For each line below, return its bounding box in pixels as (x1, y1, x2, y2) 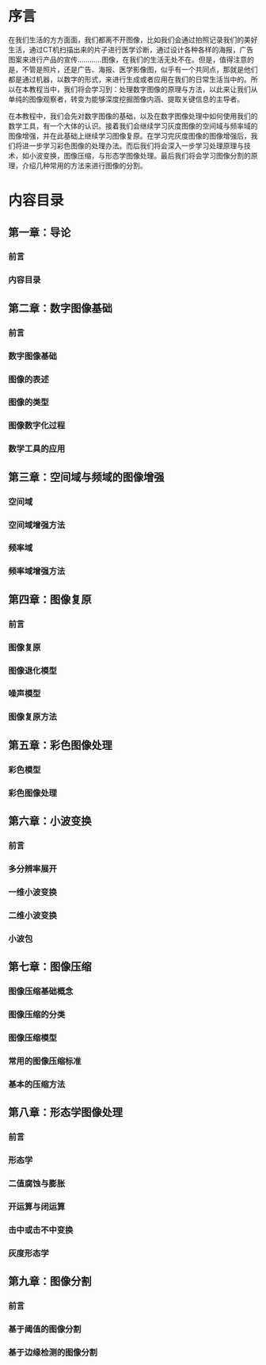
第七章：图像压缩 (8, 960, 92, 973)
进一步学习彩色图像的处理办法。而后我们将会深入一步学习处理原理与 (21, 140, 244, 151)
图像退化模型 (8, 665, 58, 676)
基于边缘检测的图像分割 (8, 1347, 97, 1358)
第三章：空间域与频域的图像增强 (8, 470, 165, 484)
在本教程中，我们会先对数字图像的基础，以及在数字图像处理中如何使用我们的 (8, 111, 258, 120)
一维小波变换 (8, 886, 58, 897)
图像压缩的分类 (8, 1008, 66, 1019)
